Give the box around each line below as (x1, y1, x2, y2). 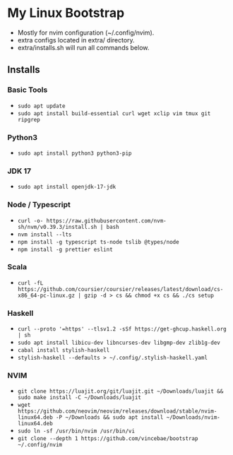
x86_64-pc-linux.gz (17, 292, 76, 299)
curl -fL (17, 279, 44, 287)
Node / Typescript (7, 200, 71, 210)
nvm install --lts (17, 231, 72, 238)
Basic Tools (7, 85, 48, 95)
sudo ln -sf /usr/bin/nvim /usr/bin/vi (17, 427, 136, 435)
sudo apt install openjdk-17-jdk (17, 184, 116, 191)
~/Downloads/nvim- (166, 414, 220, 421)
